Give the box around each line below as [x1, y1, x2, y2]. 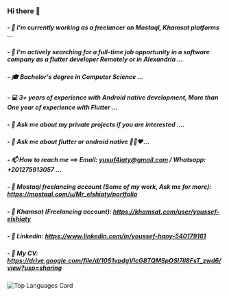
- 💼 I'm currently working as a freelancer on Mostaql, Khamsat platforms [7, 23, 219, 32]
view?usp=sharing [7, 264, 62, 272]
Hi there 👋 [7, 6, 41, 16]
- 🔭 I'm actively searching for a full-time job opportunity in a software [7, 47, 210, 56]
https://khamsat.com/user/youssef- [112, 207, 219, 216]
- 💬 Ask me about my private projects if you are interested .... [7, 120, 185, 129]
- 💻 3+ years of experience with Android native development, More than [7, 93, 219, 102]
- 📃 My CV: [7, 249, 38, 258]
